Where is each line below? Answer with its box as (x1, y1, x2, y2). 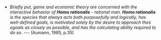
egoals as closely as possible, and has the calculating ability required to (9, 25, 156, 30)
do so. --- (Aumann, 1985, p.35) (9, 30, 74, 35)
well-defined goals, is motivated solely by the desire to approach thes (9, 19, 151, 25)
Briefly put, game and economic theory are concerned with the (9, 4, 138, 10)
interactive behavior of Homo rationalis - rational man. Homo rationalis (9, 9, 156, 15)
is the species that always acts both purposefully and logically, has (9, 14, 146, 20)
